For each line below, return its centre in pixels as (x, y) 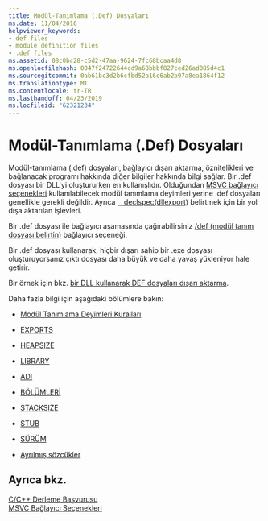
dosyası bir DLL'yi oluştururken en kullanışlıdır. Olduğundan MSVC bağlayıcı (134, 185)
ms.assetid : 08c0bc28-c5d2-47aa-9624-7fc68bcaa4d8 (95, 61)
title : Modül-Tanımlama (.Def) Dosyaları (79, 16)
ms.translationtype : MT (48, 83)
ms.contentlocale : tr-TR (50, 91)
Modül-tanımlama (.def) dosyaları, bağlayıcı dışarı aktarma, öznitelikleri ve (131, 168)
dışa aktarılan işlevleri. (45, 211)
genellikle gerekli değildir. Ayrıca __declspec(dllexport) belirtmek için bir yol (133, 202)
